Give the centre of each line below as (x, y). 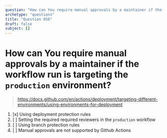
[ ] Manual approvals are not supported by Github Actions (71, 130)
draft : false (19, 24)
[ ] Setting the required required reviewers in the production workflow (84, 120)
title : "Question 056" (29, 19)
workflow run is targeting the (67, 75)
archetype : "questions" (30, 15)
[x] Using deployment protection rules (51, 114)
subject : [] (17, 29)
